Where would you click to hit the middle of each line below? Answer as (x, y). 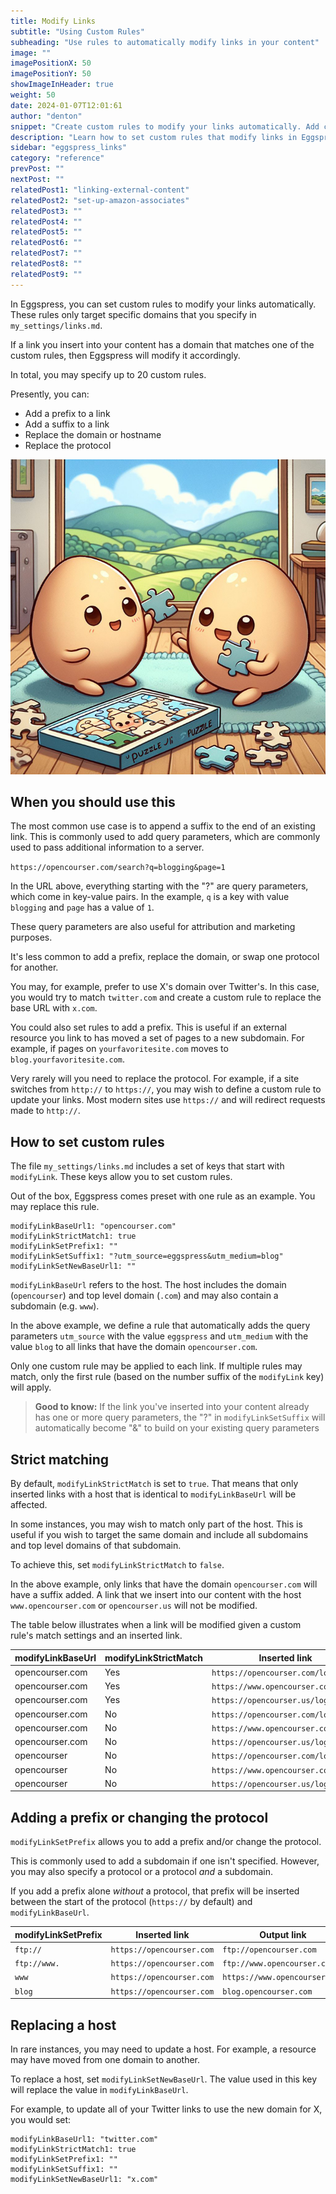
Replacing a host (63, 2025)
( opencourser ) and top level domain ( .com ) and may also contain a (144, 1296)
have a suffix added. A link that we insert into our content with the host (156, 1595)
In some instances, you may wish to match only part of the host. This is (156, 1524)
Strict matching (60, 1459)
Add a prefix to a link (67, 413)
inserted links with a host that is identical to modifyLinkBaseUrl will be (153, 1494)
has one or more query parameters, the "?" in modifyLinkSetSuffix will (180, 1417)
